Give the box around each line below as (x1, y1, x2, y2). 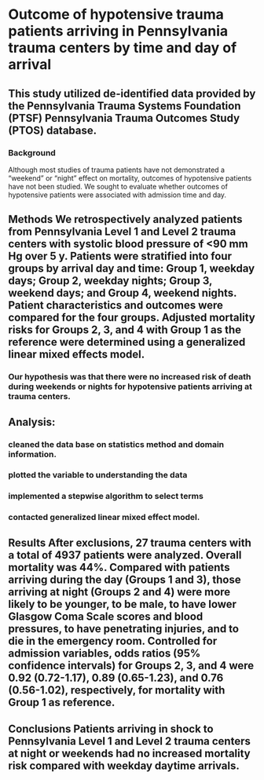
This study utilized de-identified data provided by (8, 86, 256, 100)
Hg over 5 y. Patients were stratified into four (8, 250, 232, 263)
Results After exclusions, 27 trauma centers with (8, 536, 251, 549)
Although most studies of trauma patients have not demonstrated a (8, 165, 225, 174)
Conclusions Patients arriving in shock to (8, 723, 214, 736)
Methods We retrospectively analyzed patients (8, 213, 243, 226)
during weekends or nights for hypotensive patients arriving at (8, 381, 253, 392)
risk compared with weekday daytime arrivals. (8, 760, 240, 773)
